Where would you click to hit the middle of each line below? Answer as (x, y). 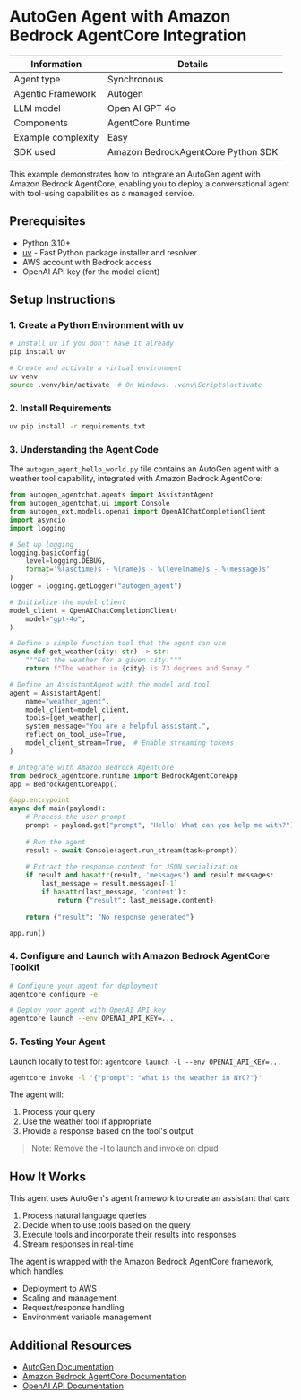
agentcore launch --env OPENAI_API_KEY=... (92, 1019)
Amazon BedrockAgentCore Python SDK (193, 151)
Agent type (37, 79)
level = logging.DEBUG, (65, 561)
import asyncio (38, 520)
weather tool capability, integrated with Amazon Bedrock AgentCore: (136, 479)
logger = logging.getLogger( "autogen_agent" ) (95, 586)
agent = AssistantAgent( (56, 693)
